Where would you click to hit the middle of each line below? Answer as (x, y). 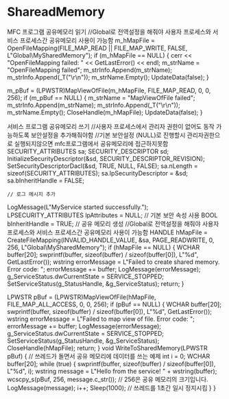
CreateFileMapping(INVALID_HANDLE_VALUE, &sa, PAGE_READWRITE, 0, (111, 240)
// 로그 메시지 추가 (32, 194)
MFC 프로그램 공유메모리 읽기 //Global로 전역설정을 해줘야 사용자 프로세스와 (109, 32)
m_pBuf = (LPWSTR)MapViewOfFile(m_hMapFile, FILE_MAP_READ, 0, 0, (109, 90)
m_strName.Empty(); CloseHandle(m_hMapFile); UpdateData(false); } (105, 112)
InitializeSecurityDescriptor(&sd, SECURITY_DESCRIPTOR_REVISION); (106, 158)
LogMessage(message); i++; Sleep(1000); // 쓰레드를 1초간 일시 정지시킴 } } (111, 387)
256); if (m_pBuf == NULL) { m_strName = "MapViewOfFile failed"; (101, 97)
